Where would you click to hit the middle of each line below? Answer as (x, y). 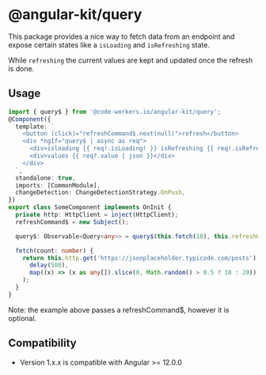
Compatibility (42, 343)
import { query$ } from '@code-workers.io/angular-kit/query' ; (115, 112)
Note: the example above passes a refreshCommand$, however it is (119, 309)
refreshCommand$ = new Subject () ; (72, 222)
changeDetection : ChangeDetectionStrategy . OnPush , (101, 193)
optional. (23, 318)
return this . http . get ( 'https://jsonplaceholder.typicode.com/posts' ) (140, 258)
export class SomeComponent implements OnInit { (90, 207)
